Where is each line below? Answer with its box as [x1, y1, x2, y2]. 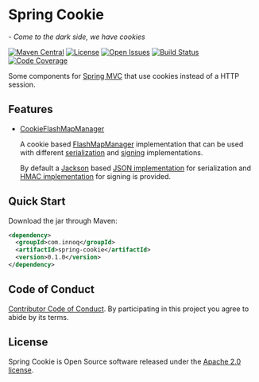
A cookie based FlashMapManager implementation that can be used [19, 139, 244, 149]
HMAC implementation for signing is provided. [19, 171, 172, 181]
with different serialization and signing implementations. [19, 147, 203, 157]
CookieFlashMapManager [19, 123, 105, 133]
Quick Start [8, 195, 66, 209]
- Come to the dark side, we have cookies [8, 32, 145, 41]
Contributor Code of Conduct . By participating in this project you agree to [8, 304, 249, 314]
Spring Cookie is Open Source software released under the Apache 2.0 [8, 357, 242, 366]
